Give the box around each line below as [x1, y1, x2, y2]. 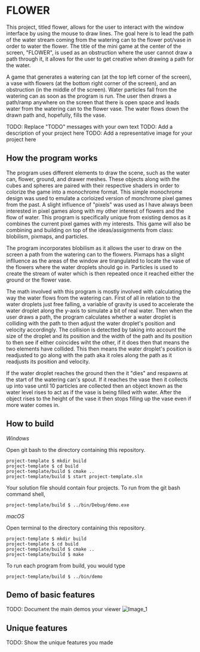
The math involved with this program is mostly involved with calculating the [6, 288, 191, 295]
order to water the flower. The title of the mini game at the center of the [6, 43, 181, 50]
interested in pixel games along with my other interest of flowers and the [6, 207, 184, 215]
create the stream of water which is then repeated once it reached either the [6, 270, 194, 277]
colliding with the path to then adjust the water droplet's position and [6, 319, 176, 327]
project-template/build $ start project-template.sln [6, 473, 143, 479]
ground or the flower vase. [6, 276, 72, 283]
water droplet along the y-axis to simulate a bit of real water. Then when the [6, 307, 193, 314]
